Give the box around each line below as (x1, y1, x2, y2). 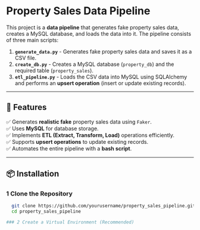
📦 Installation (6, 169, 60, 179)
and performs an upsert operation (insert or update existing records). (14, 79, 186, 87)
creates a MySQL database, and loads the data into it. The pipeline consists (6, 30, 192, 37)
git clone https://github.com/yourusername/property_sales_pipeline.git (11, 203, 196, 209)
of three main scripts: (6, 36, 59, 43)
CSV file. (14, 54, 37, 61)
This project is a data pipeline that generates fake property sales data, (6, 24, 180, 31)
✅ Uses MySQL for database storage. (6, 125, 99, 132)
